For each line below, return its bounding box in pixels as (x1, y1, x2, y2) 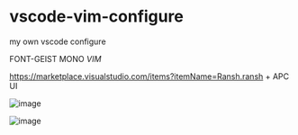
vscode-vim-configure (9, 6, 185, 27)
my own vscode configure (9, 36, 106, 47)
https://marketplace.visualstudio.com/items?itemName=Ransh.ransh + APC (9, 70, 290, 82)
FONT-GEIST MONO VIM (9, 53, 102, 64)
